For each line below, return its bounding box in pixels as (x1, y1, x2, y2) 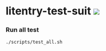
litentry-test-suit (5, 4, 92, 18)
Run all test (5, 26, 39, 34)
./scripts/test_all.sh (5, 39, 63, 46)
